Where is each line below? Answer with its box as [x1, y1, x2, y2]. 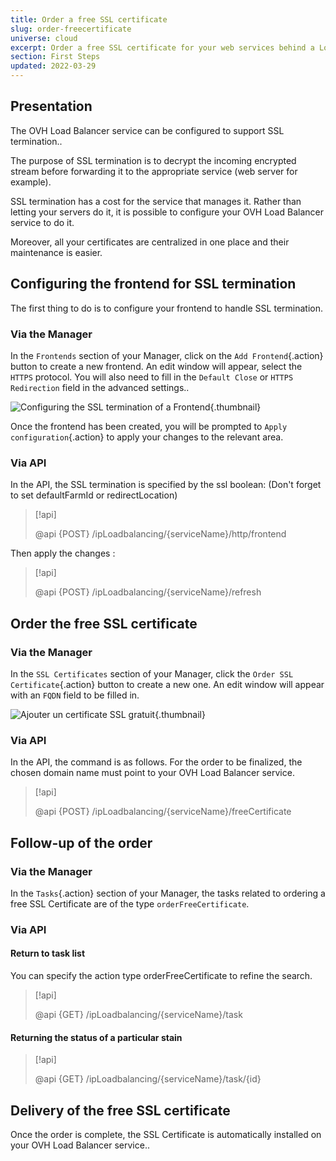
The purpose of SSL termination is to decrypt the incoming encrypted [10, 154, 297, 166]
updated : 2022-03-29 [10, 61, 97, 71]
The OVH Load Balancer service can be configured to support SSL [10, 124, 285, 136]
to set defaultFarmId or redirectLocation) [10, 489, 178, 501]
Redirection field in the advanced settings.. [10, 381, 190, 393]
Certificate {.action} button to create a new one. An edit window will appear [10, 678, 325, 690]
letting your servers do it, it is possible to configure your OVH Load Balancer [10, 206, 324, 218]
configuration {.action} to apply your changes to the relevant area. [10, 431, 284, 443]
